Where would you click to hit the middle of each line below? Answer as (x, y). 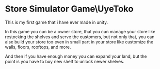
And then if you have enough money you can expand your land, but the (76, 56)
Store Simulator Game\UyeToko (69, 9)
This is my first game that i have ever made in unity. (56, 22)
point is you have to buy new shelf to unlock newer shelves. (65, 61)
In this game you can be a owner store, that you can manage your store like (80, 31)
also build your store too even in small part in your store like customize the (79, 41)
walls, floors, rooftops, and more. (38, 47)
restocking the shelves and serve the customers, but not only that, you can (80, 37)
